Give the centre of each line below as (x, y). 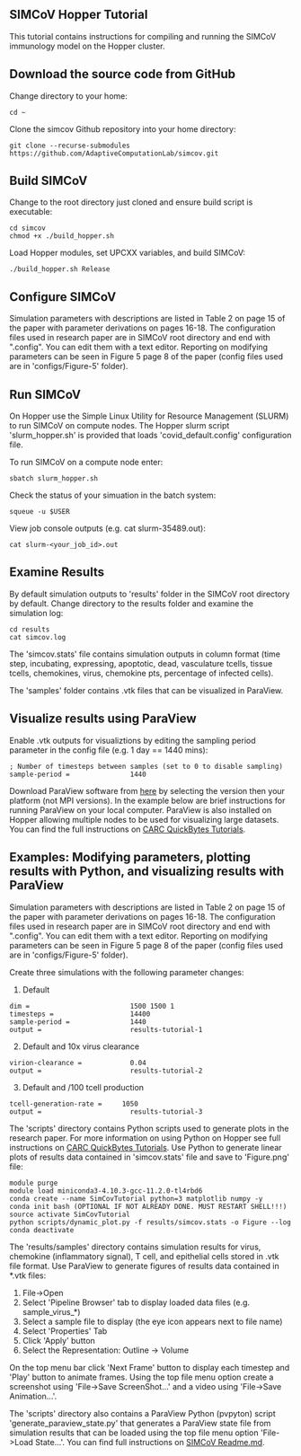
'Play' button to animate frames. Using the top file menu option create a (142, 1377)
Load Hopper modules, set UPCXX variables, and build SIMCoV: (127, 253)
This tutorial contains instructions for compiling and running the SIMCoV (143, 36)
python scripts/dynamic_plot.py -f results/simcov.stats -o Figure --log (150, 1222)
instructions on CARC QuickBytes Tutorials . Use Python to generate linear (146, 1147)
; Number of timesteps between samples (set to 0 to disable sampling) (146, 766)
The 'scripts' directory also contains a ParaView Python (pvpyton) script (142, 1413)
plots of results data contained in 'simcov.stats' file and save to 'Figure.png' (150, 1157)
